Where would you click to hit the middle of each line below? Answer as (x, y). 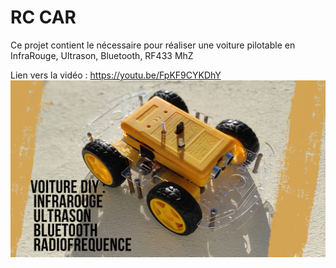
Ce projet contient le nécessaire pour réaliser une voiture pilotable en (153, 45)
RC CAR (43, 17)
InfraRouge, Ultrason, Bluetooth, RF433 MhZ (102, 55)
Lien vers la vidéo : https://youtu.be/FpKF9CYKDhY (116, 75)
